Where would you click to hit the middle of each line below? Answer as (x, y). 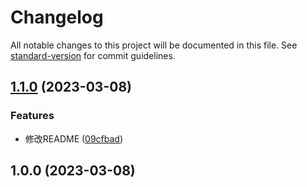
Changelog (57, 17)
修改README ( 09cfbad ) (74, 138)
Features (32, 116)
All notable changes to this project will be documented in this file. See (154, 45)
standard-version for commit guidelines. (93, 55)
